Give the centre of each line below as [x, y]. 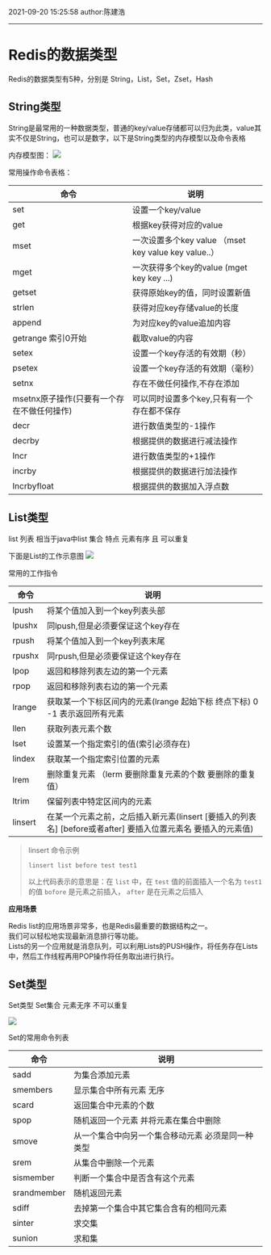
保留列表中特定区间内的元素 [100, 801]
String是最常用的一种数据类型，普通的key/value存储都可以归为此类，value [131, 128]
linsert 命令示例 [54, 850]
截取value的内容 [163, 338]
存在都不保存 [156, 410]
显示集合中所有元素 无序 [119, 1090]
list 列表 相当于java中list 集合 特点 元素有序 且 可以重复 [99, 539]
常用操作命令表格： [40, 172]
